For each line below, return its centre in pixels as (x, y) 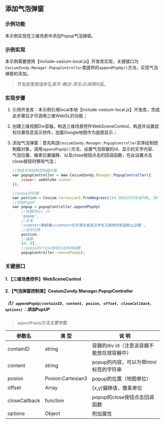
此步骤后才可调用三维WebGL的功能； (50, 116)
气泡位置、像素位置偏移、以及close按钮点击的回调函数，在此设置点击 (82, 155)
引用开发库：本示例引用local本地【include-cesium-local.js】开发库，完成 (86, 110)
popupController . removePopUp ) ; (53, 253)
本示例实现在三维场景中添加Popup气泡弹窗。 (50, 35)
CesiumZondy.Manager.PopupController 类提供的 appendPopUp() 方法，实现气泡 (82, 67)
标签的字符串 (107, 369)
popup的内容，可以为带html (124, 362)
